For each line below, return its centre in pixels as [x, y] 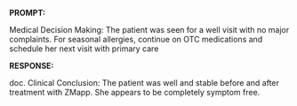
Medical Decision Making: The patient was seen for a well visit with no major [149, 30]
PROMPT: [28, 13]
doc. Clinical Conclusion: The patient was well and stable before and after [144, 83]
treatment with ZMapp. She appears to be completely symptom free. [135, 92]
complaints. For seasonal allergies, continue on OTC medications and [136, 39]
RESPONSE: [32, 66]
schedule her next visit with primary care [84, 49]
